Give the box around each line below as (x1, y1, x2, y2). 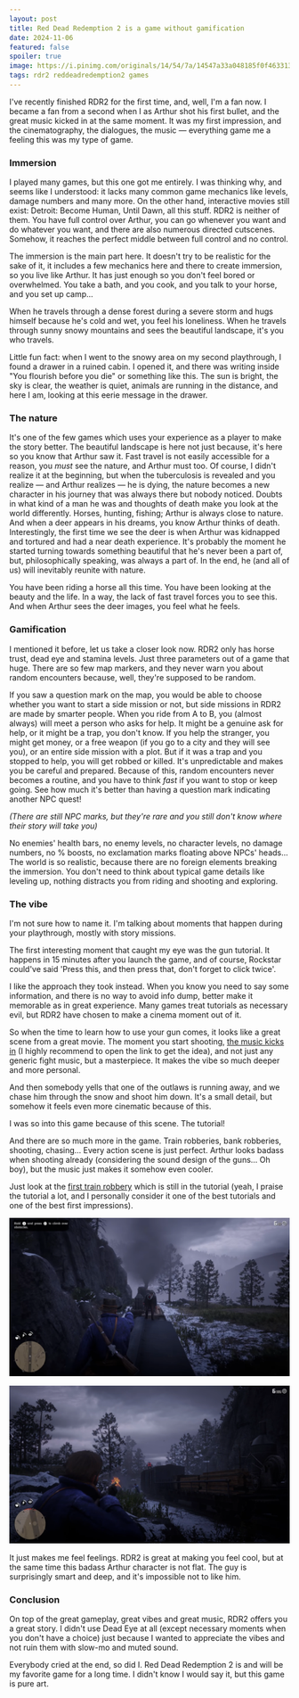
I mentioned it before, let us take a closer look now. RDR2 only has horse (9, 643, 275, 655)
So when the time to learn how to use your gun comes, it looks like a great (9, 1026, 281, 1038)
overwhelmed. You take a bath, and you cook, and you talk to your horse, (9, 279, 278, 290)
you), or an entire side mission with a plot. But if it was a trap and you (9, 746, 263, 757)
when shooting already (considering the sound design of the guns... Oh (9, 1155, 271, 1166)
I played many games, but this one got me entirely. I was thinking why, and (9, 177, 282, 187)
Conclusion (9, 1593, 61, 1605)
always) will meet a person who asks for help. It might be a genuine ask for (9, 718, 284, 729)
